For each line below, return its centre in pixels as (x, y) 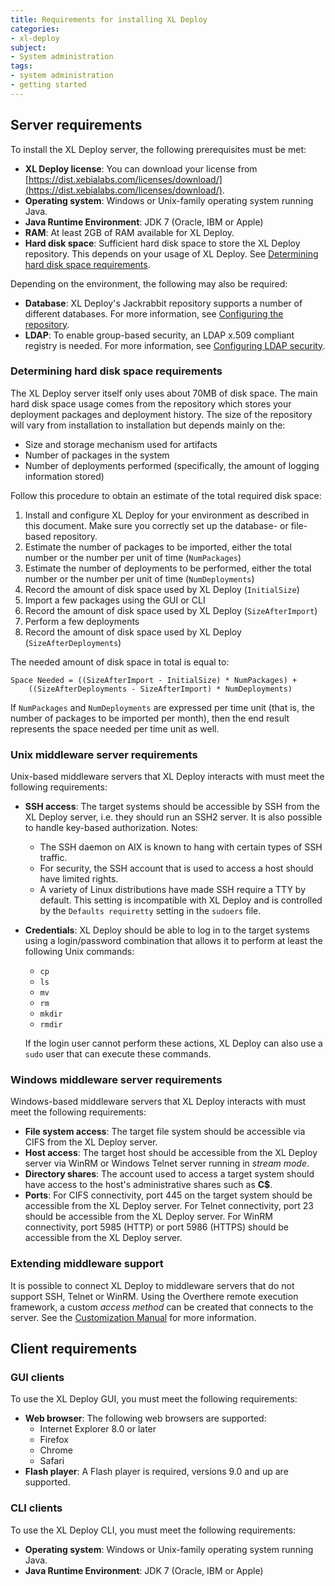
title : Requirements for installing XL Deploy (109, 19)
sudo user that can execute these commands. (118, 1054)
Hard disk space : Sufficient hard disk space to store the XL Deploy (162, 243)
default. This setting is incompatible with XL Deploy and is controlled (181, 900)
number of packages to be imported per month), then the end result (150, 718)
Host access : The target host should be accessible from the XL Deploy (171, 1153)
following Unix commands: (79, 952)
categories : (35, 29)
